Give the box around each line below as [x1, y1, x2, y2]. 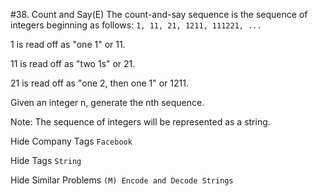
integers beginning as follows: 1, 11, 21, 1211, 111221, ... [10, 19, 262, 31]
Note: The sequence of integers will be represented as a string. [10, 116, 271, 128]
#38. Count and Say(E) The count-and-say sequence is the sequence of [10, 9, 308, 20]
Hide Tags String [10, 155, 82, 166]
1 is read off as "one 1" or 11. [10, 39, 126, 50]
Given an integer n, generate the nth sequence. [10, 97, 205, 108]
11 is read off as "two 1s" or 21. [10, 58, 136, 69]
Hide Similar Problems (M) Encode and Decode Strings [10, 174, 234, 186]
